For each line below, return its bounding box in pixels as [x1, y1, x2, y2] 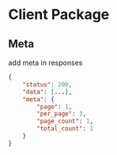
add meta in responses [8, 58, 83, 67]
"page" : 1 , [36, 103, 73, 111]
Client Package [8, 6, 110, 24]
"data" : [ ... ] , [22, 88, 73, 96]
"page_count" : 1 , [36, 117, 93, 126]
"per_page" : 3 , [36, 110, 87, 118]
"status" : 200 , [22, 81, 73, 89]
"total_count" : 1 [36, 125, 93, 133]
